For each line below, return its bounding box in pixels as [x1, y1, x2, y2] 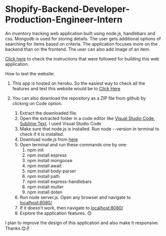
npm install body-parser [27, 168, 76, 174]
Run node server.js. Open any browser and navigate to [19, 194, 131, 200]
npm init [27, 147, 44, 153]
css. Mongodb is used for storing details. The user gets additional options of [5, 36, 161, 42]
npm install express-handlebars [27, 178, 92, 184]
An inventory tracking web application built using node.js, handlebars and [5, 30, 156, 36]
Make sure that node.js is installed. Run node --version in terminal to [19, 125, 160, 132]
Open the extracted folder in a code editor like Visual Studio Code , [19, 115, 155, 121]
